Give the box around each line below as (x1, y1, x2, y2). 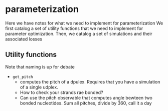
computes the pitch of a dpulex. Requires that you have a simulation (20, 78, 160, 84)
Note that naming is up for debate (5, 63, 75, 69)
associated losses (5, 36, 43, 42)
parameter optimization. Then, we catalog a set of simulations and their (5, 30, 152, 36)
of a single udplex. (20, 84, 59, 90)
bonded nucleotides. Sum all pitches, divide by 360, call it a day (20, 100, 152, 106)
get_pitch (12, 74, 34, 79)
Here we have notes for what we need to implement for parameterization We (5, 20, 163, 26)
